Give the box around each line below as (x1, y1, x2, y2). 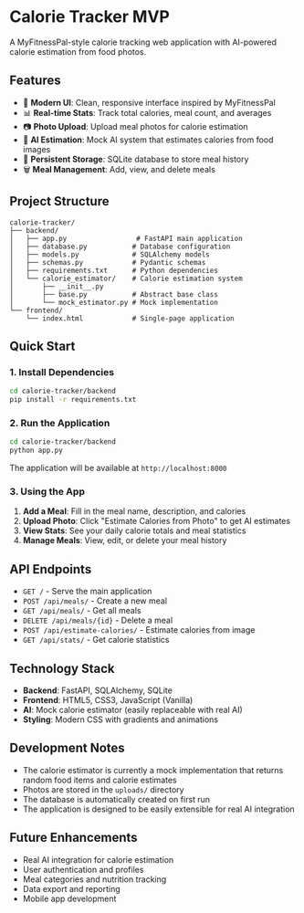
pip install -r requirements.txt (9, 395, 137, 404)
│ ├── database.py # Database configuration (9, 242, 231, 251)
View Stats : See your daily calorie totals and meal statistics (22, 525, 246, 536)
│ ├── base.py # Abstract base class (9, 289, 219, 299)
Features (9, 73, 61, 89)
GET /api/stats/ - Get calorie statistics (22, 635, 170, 645)
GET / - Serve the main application (22, 586, 152, 597)
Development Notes (9, 740, 125, 756)
